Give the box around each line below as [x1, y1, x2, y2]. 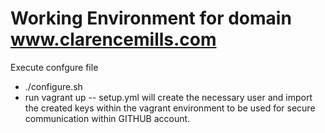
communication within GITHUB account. [24, 112, 191, 124]
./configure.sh [24, 80, 83, 92]
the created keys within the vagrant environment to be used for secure [24, 102, 316, 114]
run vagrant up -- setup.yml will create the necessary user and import [24, 91, 313, 103]
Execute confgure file [10, 61, 99, 73]
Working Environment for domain [10, 7, 292, 30]
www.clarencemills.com [10, 28, 217, 51]
